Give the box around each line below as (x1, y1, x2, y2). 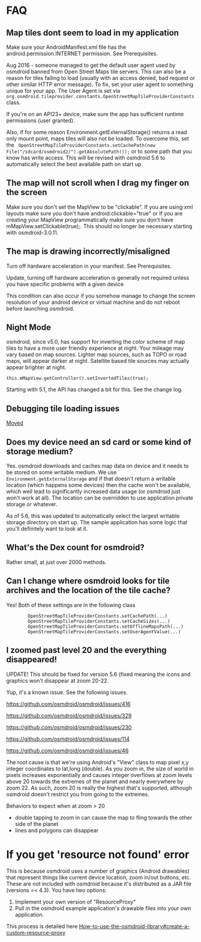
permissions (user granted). (6, 117, 75, 124)
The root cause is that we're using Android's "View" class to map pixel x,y (6, 758, 189, 766)
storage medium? (6, 446, 73, 456)
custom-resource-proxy (6, 929, 66, 937)
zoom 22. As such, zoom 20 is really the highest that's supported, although (6, 784, 192, 792)
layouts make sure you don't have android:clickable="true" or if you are (6, 209, 183, 217)
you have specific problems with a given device (6, 280, 124, 288)
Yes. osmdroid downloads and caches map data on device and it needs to (6, 462, 189, 469)
